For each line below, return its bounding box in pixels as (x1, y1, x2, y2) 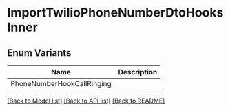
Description (118, 68, 158, 77)
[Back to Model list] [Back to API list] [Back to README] (7, 97, 165, 105)
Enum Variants (7, 47, 72, 59)
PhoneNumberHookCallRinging (10, 79, 112, 88)
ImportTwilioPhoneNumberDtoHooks (7, 5, 224, 21)
